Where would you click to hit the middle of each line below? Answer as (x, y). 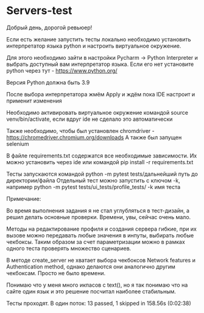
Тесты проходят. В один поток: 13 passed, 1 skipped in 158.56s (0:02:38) (99, 303)
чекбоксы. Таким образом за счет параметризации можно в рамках (96, 242)
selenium (18, 143)
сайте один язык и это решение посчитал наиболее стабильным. (91, 291)
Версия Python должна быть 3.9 (48, 82)
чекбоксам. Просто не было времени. (56, 273)
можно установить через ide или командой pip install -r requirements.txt (100, 162)
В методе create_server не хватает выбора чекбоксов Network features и (101, 260)
